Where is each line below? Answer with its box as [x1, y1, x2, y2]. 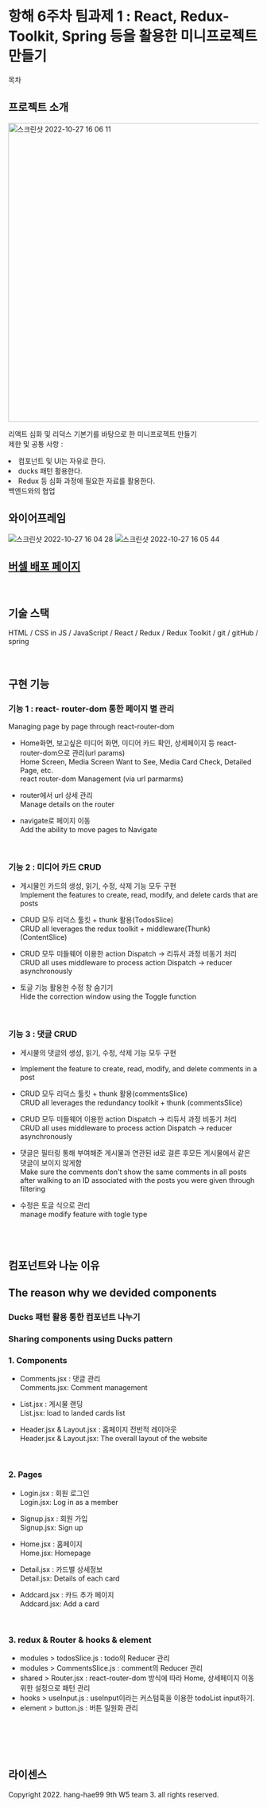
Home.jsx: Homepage [19, 1548, 91, 1558]
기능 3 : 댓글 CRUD [8, 1029, 78, 1040]
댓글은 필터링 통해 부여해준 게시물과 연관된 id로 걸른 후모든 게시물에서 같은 [19, 1149, 251, 1158]
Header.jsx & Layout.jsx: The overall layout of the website [19, 1434, 208, 1444]
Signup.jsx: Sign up [19, 1522, 83, 1532]
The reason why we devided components [8, 1287, 217, 1300]
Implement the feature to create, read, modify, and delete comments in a [19, 1064, 257, 1074]
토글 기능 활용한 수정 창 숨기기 [19, 983, 114, 992]
